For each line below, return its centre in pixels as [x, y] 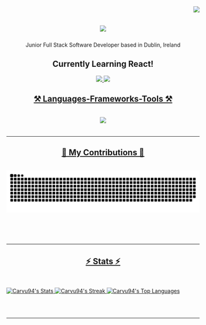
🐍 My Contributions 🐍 [103, 152]
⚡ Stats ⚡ [103, 261]
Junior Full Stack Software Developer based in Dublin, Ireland [103, 45]
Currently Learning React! [103, 64]
